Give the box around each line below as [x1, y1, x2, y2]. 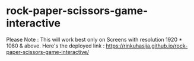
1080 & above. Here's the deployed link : [6, 42, 105, 49]
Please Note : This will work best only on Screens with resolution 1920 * [6, 36, 183, 43]
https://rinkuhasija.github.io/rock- [106, 42, 188, 49]
